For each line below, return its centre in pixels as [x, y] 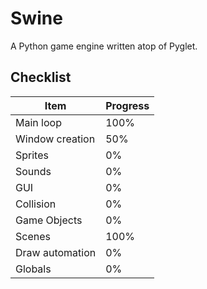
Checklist [41, 77]
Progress [127, 105]
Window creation [55, 139]
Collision [36, 204]
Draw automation [56, 252]
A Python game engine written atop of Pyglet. [104, 46]
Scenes [33, 236]
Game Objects [49, 220]
